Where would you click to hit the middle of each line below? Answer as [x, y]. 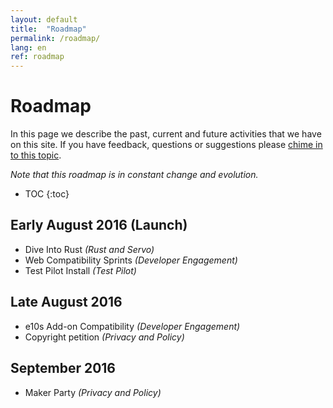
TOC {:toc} [47, 194]
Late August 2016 [66, 302]
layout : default [44, 19]
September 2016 [63, 368]
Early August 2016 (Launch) [99, 225]
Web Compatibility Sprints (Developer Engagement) [131, 260]
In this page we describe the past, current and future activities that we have [166, 134]
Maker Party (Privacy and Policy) [93, 392]
